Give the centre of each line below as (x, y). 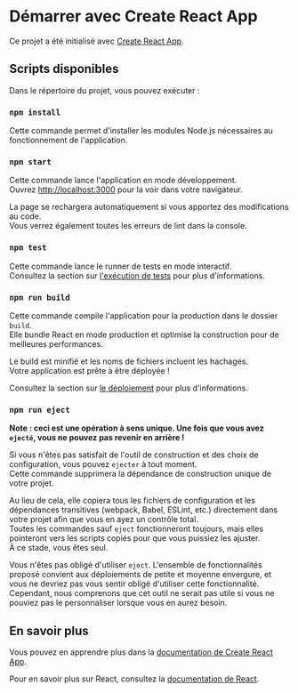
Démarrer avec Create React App (133, 16)
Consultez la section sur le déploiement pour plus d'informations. (129, 388)
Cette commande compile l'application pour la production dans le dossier (144, 315)
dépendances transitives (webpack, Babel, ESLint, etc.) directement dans (144, 510)
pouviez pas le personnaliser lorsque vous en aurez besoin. (118, 603)
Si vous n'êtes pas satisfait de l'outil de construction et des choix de (134, 455)
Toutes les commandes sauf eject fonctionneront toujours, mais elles (137, 529)
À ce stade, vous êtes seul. (59, 548)
